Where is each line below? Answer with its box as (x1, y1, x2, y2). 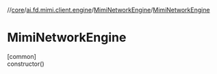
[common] (7, 52, 36, 60)
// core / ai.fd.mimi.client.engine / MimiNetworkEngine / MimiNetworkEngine (7, 6, 210, 14)
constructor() (7, 60, 44, 68)
